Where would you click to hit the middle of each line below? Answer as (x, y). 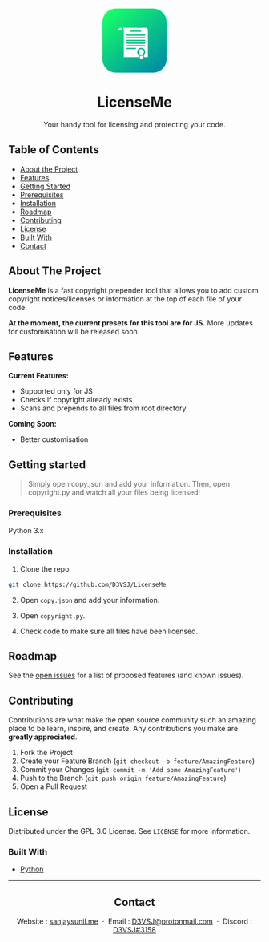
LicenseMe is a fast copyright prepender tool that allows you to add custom (133, 290)
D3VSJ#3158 (134, 930)
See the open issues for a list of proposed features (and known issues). (126, 675)
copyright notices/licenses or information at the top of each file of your (125, 299)
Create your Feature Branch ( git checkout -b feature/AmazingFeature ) (137, 761)
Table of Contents (54, 150)
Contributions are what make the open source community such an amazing (132, 720)
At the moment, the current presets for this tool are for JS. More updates (131, 323)
